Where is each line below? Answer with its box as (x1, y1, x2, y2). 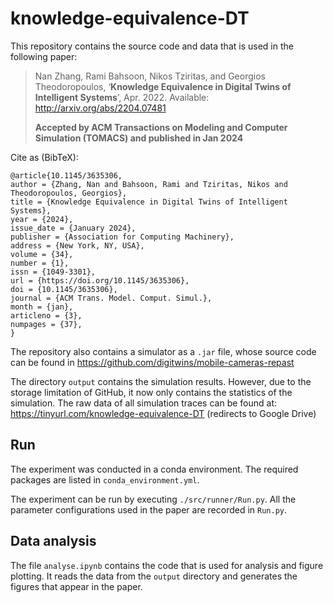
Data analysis (10, 533, 97, 550)
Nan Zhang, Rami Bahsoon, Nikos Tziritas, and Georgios (34, 70, 266, 82)
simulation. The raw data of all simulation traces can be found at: (10, 397, 278, 409)
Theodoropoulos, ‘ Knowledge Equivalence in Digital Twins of (34, 80, 292, 92)
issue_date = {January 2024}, (10, 223, 137, 233)
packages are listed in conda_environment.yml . (10, 473, 200, 486)
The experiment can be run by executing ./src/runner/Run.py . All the (10, 493, 297, 505)
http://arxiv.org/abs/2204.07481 (34, 102, 167, 114)
